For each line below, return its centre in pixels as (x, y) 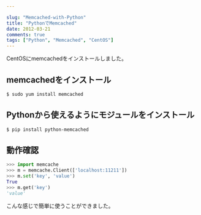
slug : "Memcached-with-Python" (46, 17)
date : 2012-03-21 (28, 29)
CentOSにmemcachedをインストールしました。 (67, 58)
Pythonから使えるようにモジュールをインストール (100, 115)
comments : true (26, 34)
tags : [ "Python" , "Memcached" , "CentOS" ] (60, 41)
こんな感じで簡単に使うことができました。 (60, 206)
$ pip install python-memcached (47, 130)
